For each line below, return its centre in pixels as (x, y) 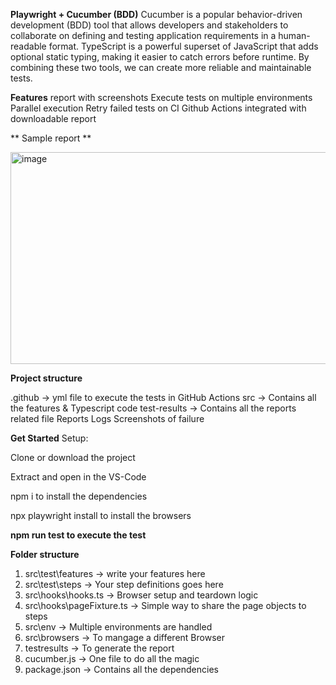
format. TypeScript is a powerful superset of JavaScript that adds (183, 46)
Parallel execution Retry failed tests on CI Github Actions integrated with (158, 108)
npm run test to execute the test (78, 535)
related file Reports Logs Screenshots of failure (107, 418)
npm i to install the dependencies (79, 496)
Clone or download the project (73, 457)
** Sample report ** (51, 138)
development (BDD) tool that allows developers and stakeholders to (149, 25)
